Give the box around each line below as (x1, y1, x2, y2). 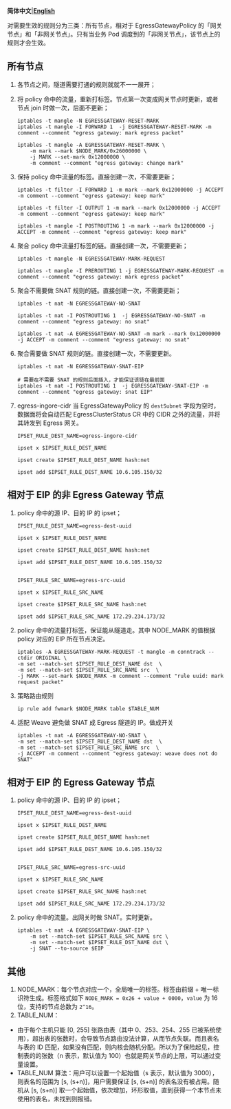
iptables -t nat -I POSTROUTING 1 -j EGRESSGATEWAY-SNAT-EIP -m (16, 382, 208, 389)
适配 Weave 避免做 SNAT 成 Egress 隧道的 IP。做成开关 (16, 718, 174, 726)
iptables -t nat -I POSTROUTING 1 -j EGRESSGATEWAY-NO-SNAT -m (16, 312, 206, 319)
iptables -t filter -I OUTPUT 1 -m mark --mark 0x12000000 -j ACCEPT (16, 204, 221, 211)
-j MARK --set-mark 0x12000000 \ (30, 153, 126, 161)
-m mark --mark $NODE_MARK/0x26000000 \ (30, 148, 147, 154)
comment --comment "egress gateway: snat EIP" (16, 388, 153, 395)
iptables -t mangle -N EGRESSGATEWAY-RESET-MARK (16, 117, 159, 124)
